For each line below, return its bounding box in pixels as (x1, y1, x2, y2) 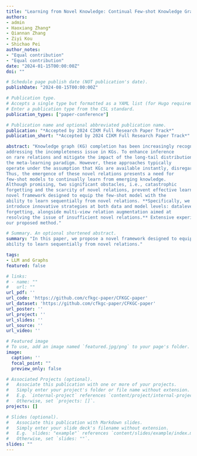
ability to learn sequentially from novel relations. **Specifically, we (6, 198, 191, 204)
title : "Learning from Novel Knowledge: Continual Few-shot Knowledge (6, 8, 182, 15)
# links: (6, 273, 28, 279)
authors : (6, 14, 28, 20)
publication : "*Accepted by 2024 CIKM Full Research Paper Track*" (6, 127, 175, 134)
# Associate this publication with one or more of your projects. (6, 382, 177, 387)
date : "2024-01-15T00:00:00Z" (6, 63, 80, 69)
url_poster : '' (6, 306, 43, 312)
